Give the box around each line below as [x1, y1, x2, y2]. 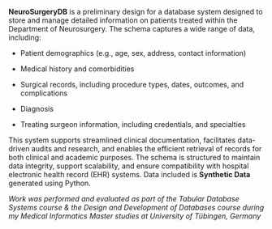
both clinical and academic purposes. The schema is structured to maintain [8, 153, 261, 162]
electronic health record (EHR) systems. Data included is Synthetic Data [8, 170, 251, 179]
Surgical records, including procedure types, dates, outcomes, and [19, 80, 244, 89]
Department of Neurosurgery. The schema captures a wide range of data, [8, 24, 256, 33]
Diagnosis [19, 104, 54, 113]
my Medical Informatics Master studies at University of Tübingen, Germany [8, 211, 261, 221]
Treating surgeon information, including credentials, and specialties [19, 120, 246, 129]
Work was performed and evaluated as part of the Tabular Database [8, 194, 240, 203]
